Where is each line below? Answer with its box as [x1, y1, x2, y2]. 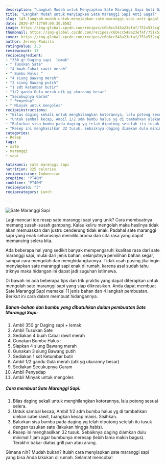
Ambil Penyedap [12, 369, 46, 375]
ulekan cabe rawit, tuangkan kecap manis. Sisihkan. [12, 413, 118, 419]
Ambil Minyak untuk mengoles [12, 374, 74, 380]
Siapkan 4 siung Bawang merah [12, 343, 77, 349]
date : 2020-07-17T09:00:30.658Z [5, 21, 71, 26]
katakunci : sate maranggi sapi [5, 162, 70, 167]
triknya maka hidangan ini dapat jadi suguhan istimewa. [5, 268, 118, 274]
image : [5, 26, 19, 30]
